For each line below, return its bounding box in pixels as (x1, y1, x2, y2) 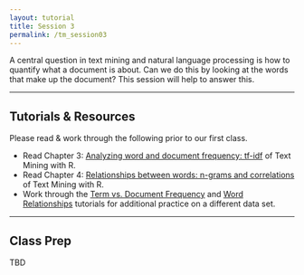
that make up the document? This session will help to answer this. (9, 74, 255, 85)
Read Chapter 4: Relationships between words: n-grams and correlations (22, 169, 295, 181)
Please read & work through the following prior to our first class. (9, 133, 248, 144)
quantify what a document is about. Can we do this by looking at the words (9, 64, 289, 75)
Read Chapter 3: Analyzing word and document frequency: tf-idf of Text (22, 150, 291, 161)
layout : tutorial (9, 13, 75, 23)
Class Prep (9, 232, 72, 249)
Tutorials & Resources (9, 109, 136, 124)
